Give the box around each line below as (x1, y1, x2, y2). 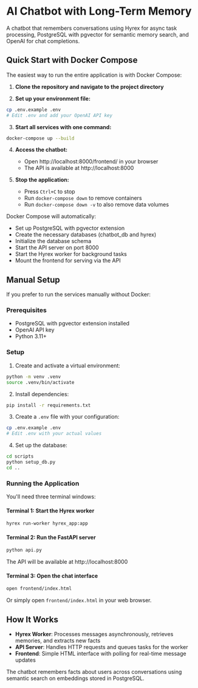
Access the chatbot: (15, 146, 68, 154)
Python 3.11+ (15, 333, 47, 340)
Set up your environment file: (15, 94, 91, 102)
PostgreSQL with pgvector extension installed (15, 320, 129, 327)
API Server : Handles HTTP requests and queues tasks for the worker (15, 644, 188, 651)
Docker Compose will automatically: (6, 213, 96, 220)
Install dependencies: (15, 390, 69, 397)
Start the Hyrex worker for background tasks (15, 250, 128, 258)
